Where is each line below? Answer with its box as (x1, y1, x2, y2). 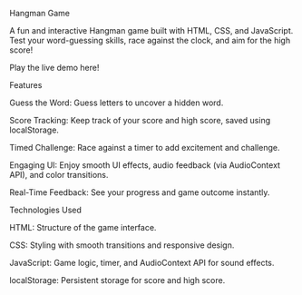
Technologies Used (9, 204, 82, 215)
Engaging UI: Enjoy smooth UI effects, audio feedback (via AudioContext (9, 160, 281, 171)
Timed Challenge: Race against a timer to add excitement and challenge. (9, 143, 280, 152)
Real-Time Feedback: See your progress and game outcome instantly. (9, 187, 270, 198)
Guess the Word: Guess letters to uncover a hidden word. (9, 97, 224, 108)
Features (9, 80, 43, 90)
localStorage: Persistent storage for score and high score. (9, 275, 226, 285)
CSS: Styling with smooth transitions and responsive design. (9, 240, 235, 251)
